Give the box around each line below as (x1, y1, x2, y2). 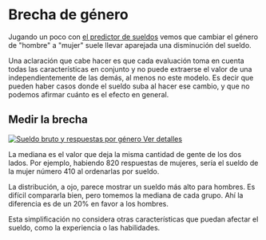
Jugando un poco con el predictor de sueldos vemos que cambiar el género (8, 32, 258, 41)
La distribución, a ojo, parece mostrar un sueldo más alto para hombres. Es (8, 182, 256, 191)
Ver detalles (142, 134, 182, 144)
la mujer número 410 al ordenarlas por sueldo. (8, 166, 160, 176)
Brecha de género (8, 6, 129, 24)
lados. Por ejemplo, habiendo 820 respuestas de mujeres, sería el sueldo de (8, 158, 259, 167)
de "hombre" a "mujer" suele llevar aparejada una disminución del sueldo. (8, 40, 252, 49)
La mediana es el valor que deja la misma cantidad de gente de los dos (8, 149, 242, 159)
